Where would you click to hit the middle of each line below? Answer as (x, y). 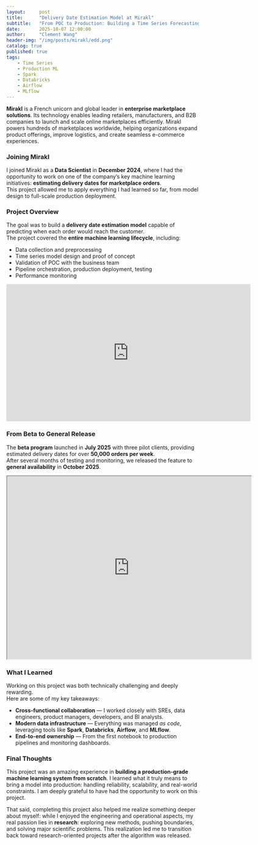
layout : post (28, 12)
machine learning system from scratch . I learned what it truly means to (97, 779)
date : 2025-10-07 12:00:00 (49, 29)
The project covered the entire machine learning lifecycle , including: (94, 238)
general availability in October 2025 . (54, 466)
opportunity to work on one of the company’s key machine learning (91, 177)
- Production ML (38, 69)
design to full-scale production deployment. (62, 196)
